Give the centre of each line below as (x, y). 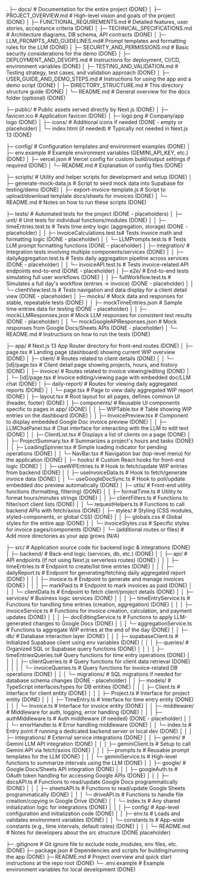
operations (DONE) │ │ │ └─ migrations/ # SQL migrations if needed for (94, 674)
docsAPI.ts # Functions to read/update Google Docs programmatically (92, 782)
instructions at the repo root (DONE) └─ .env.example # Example (85, 863)
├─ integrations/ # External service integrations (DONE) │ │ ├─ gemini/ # (96, 737)
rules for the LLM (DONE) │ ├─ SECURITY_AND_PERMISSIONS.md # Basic (98, 47)
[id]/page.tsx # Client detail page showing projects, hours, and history (92, 365)
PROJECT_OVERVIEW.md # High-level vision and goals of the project (91, 16)
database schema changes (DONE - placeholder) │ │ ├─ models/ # (89, 680)
